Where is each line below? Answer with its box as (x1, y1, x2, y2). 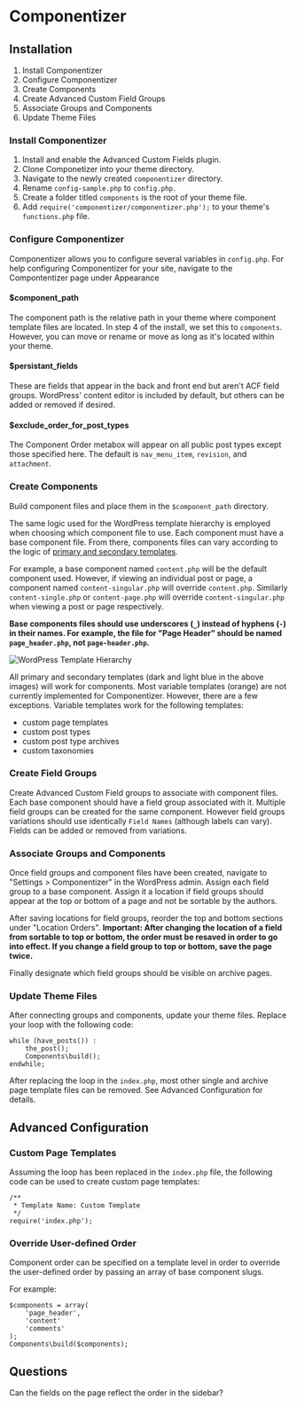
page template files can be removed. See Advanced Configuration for (9, 1085, 263, 1096)
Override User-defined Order (9, 1238, 137, 1249)
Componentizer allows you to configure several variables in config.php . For (9, 253, 285, 263)
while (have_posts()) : (9, 1036, 98, 1046)
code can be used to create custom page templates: (9, 1176, 200, 1187)
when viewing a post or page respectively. (9, 601, 164, 611)
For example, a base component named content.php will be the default (9, 563, 268, 574)
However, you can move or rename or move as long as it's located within (9, 331, 275, 342)
